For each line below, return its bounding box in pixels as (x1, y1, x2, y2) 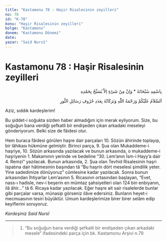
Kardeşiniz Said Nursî (5, 210, 50, 217)
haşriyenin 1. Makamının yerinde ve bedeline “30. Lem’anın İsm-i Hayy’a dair (5, 153, 161, 159)
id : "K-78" (5, 16, 28, 21)
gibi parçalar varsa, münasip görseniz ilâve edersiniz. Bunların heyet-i (5, 190, 148, 196)
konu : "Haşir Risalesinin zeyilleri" (5, 21, 83, 26)
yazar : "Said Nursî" (5, 40, 48, 45)
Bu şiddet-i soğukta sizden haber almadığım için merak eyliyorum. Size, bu (5, 117, 158, 123)
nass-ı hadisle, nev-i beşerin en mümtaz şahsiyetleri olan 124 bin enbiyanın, (5, 180, 160, 186)
